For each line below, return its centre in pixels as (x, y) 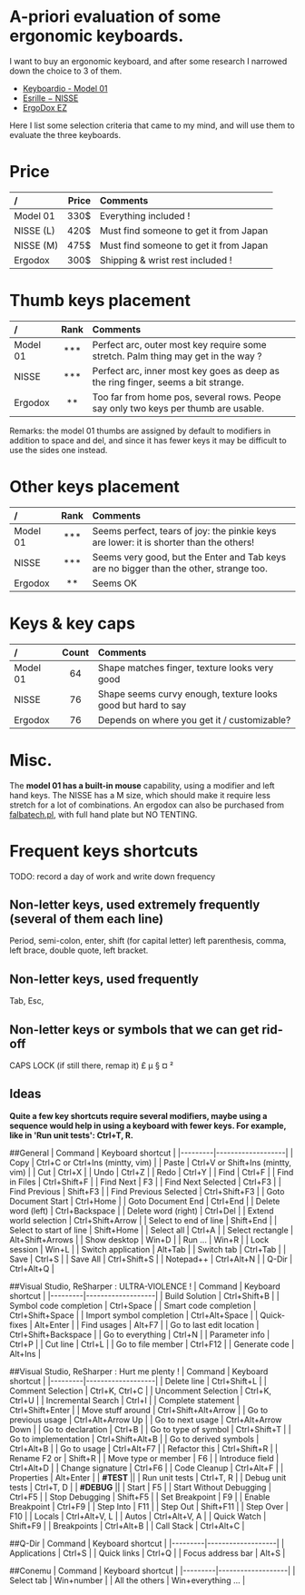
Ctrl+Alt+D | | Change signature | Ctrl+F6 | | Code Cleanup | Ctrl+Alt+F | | (147, 1468)
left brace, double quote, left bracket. (79, 950)
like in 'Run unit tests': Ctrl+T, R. (71, 1135)
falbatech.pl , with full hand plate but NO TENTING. (103, 814)
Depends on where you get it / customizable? (194, 719)
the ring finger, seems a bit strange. (168, 381)
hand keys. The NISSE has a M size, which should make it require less (140, 795)
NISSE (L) (35, 231)
